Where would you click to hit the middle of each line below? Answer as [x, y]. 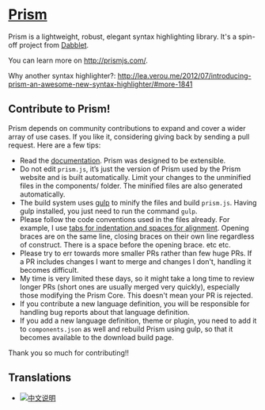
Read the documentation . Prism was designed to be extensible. [123, 160]
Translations [40, 378]
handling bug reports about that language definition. [104, 312]
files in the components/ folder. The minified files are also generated [131, 186]
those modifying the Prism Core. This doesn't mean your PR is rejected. [136, 295]
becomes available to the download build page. [97, 337]
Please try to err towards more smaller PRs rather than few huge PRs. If [136, 253]
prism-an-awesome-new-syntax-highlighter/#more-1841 [100, 84]
